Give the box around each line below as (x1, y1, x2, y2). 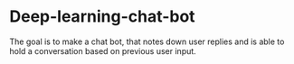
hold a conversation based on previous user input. (9, 45, 196, 56)
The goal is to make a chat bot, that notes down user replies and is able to (9, 36, 285, 47)
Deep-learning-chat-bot (9, 6, 196, 27)
